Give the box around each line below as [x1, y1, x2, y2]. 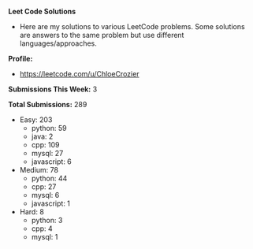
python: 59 [31, 124, 67, 132]
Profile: [8, 54, 33, 63]
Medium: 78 [19, 165, 59, 174]
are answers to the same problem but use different [19, 31, 184, 39]
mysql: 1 [31, 232, 58, 241]
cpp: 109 [31, 140, 60, 149]
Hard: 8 [19, 207, 45, 216]
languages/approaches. [19, 39, 97, 48]
